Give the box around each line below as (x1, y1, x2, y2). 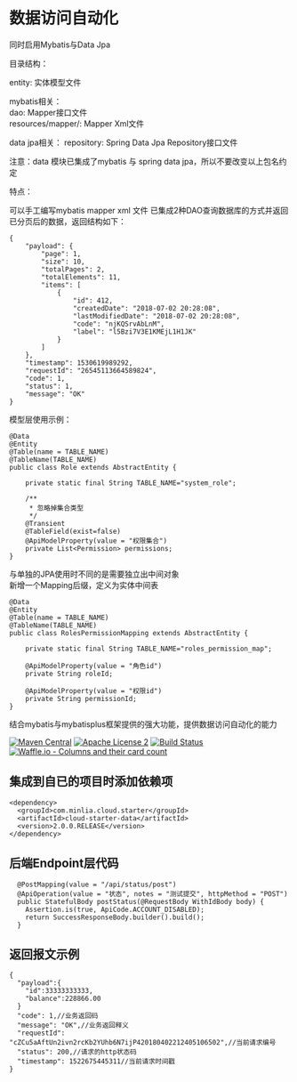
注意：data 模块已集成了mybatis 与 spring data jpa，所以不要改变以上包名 (9, 156, 280, 166)
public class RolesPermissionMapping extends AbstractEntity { (9, 628, 249, 637)
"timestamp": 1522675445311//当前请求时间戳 (17, 1057, 176, 1066)
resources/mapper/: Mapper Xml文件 (9, 117, 145, 129)
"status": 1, (25, 382, 74, 391)
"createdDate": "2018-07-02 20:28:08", (72, 303, 221, 312)
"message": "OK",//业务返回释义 (17, 1021, 129, 1030)
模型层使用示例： (9, 414, 72, 424)
